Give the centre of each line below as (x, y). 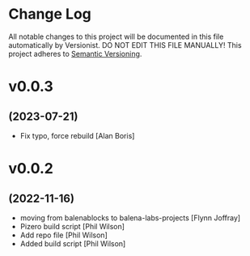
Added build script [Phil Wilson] (73, 243)
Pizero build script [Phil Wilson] (72, 226)
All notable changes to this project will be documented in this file (116, 36)
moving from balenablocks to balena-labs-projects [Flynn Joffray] (130, 218)
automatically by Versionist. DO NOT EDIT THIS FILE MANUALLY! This (125, 45)
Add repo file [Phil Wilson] (64, 235)
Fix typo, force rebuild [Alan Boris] (77, 135)
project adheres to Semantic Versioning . (75, 53)
